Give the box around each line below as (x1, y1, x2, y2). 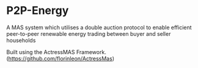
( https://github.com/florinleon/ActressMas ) (6, 55, 115, 62)
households (6, 36, 36, 44)
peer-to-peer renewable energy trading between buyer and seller (6, 30, 171, 37)
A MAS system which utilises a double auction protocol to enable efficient (6, 24, 192, 31)
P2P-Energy (6, 4, 69, 18)
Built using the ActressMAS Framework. (6, 48, 107, 55)
